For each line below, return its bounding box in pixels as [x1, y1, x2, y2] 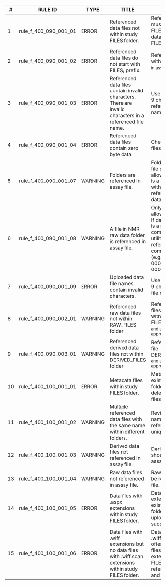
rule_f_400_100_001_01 [19, 383, 77, 390]
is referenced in [109, 238, 146, 245]
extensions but [109, 541, 144, 548]
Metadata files [109, 377, 143, 384]
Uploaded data [109, 274, 144, 281]
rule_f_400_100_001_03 [19, 452, 77, 459]
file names [109, 280, 134, 287]
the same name [109, 422, 146, 429]
